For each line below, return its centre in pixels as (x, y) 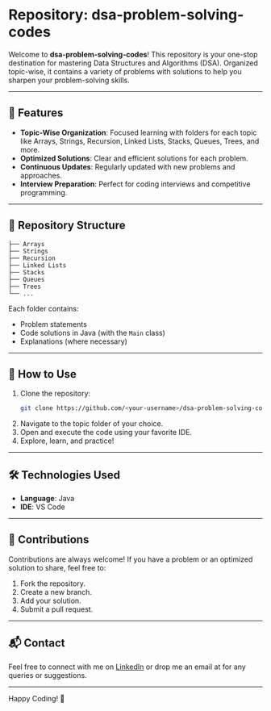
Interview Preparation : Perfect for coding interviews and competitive (135, 184)
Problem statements (53, 324)
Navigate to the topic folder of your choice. (92, 424)
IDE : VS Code (43, 507)
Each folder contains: (44, 308)
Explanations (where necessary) (73, 341)
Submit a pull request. (56, 609)
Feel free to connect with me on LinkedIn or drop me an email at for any (127, 667)
